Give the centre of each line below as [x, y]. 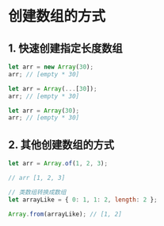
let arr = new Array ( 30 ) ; [51, 67]
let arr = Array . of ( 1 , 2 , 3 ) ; [58, 164]
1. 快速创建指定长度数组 [65, 48]
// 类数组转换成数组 [37, 192]
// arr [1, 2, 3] [37, 177]
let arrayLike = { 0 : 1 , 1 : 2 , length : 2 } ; [83, 200]
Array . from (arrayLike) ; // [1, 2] [65, 214]
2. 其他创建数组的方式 [61, 144]
